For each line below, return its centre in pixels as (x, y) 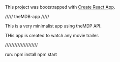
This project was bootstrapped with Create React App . (60, 7)
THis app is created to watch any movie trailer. (52, 35)
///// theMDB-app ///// (27, 16)
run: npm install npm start (31, 54)
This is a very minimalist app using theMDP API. (53, 26)
